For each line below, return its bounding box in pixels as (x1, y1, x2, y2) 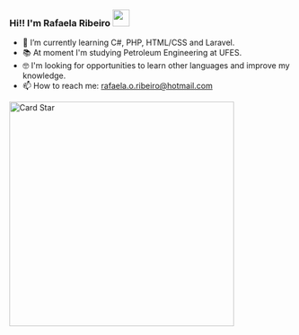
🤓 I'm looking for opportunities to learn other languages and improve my (22, 60, 290, 71)
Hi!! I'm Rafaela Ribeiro (9, 16, 110, 29)
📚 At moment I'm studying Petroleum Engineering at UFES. (22, 48, 242, 58)
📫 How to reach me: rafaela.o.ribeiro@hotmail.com (22, 81, 213, 92)
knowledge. (22, 70, 66, 81)
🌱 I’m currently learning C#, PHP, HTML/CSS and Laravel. (22, 37, 235, 48)
